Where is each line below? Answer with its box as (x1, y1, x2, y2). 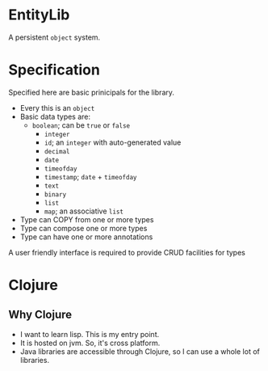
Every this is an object (19, 103, 95, 112)
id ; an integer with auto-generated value (44, 137, 182, 147)
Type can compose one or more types (19, 223, 148, 233)
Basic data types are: (19, 112, 91, 121)
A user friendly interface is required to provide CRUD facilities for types (8, 247, 246, 257)
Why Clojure (8, 308, 73, 322)
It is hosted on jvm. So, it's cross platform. (19, 338, 161, 348)
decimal (44, 147, 70, 155)
